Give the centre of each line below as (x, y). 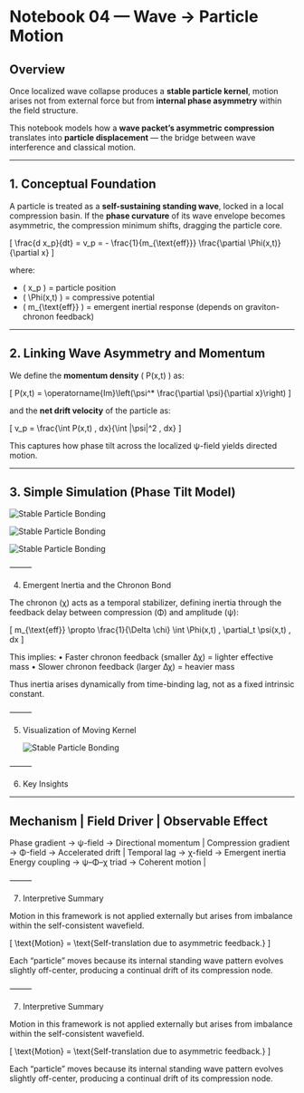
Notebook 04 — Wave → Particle (134, 17)
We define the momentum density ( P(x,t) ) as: (97, 375)
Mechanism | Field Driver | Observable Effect (139, 821)
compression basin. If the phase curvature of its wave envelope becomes (147, 216)
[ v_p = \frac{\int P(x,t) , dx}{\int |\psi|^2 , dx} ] (95, 428)
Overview (38, 69)
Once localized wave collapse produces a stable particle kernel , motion (144, 91)
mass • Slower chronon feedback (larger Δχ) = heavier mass (122, 667)
